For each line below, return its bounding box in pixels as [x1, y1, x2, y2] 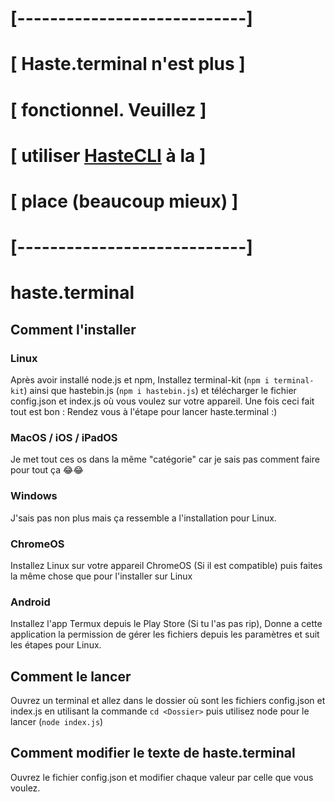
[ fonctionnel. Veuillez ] [10, 98, 207, 121]
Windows [10, 489, 58, 503]
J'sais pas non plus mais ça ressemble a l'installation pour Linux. [10, 512, 277, 524]
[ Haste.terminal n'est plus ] [10, 53, 246, 76]
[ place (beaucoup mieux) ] [10, 190, 239, 212]
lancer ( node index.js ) [10, 716, 104, 727]
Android [10, 595, 51, 609]
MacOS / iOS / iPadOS [10, 430, 118, 444]
